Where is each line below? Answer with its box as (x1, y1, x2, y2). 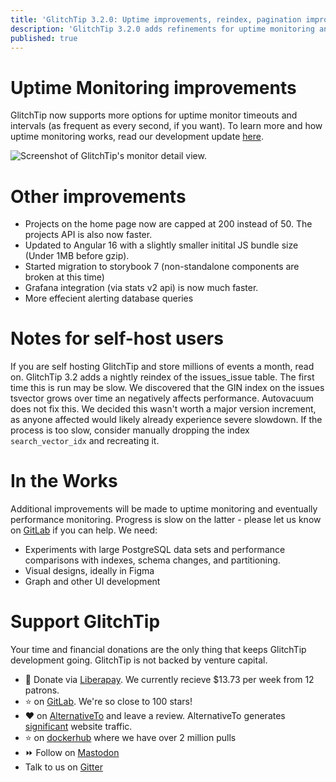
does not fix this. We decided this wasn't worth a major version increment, (10, 403, 317, 415)
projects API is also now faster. (24, 229, 153, 241)
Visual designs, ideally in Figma (24, 565, 155, 577)
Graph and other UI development (24, 576, 161, 588)
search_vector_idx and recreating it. (10, 435, 160, 447)
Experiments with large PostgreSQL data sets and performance (24, 544, 286, 556)
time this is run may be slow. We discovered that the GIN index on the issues (10, 382, 325, 394)
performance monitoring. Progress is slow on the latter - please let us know (10, 514, 322, 526)
